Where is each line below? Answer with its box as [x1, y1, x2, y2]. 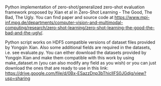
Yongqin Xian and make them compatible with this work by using [5, 55, 134, 60]
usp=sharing [5, 75, 31, 81]
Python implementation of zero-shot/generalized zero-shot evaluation [5, 4, 145, 10]
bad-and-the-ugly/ [5, 30, 43, 35]
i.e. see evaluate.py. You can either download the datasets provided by [5, 50, 146, 55]
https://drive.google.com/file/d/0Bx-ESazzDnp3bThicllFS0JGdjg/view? [5, 70, 146, 76]
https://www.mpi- [114, 15, 150, 20]
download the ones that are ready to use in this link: [5, 65, 109, 71]
